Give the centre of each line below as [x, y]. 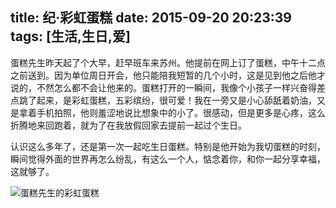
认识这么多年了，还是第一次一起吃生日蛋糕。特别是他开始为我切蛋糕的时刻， [168, 146]
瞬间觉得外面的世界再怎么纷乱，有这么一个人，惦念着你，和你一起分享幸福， [168, 159]
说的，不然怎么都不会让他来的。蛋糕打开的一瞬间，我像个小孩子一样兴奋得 [163, 87]
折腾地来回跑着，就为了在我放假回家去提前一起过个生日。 [128, 125]
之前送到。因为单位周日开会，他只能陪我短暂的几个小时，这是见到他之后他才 [168, 75]
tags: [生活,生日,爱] [70, 36]
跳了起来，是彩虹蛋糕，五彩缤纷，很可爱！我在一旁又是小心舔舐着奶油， [167, 100]
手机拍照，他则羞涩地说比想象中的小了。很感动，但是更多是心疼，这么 [181, 112]
